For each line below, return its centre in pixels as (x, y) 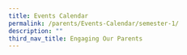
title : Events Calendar (49, 16)
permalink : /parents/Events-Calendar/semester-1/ (94, 23)
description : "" (36, 31)
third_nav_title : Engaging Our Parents (76, 38)
